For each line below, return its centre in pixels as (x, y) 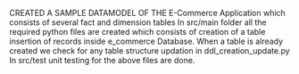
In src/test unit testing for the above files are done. (102, 60)
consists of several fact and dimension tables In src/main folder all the (138, 22)
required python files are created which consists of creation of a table (137, 32)
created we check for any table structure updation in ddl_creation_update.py (149, 51)
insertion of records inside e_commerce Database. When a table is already (146, 41)
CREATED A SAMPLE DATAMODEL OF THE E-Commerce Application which (147, 13)
